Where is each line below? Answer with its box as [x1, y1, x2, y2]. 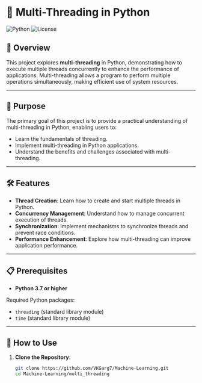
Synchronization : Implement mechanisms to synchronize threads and [14, 223, 189, 230]
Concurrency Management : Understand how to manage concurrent [14, 210, 185, 217]
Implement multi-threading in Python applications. [14, 142, 139, 149]
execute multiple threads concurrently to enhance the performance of [6, 65, 179, 72]
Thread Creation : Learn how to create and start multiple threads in [14, 197, 180, 204]
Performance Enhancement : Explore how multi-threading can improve [14, 235, 191, 243]
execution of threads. [14, 216, 68, 223]
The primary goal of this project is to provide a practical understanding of [6, 117, 188, 124]
